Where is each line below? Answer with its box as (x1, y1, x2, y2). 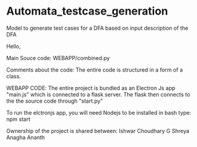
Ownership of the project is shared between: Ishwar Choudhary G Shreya (6, 127, 190, 134)
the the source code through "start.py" (6, 97, 103, 104)
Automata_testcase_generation (6, 4, 169, 18)
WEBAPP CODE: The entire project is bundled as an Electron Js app (6, 84, 176, 92)
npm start (6, 115, 31, 123)
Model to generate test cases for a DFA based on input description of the (6, 24, 189, 32)
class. (6, 72, 21, 80)
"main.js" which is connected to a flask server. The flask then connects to (6, 91, 190, 98)
